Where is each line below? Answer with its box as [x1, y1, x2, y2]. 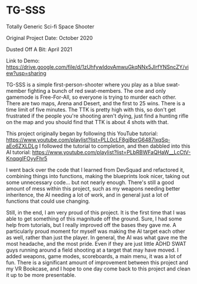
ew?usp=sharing [6, 69, 47, 76]
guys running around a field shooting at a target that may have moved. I [6, 246, 179, 253]
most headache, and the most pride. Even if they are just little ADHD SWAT [6, 240, 186, 247]
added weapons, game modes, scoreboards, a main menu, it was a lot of [6, 252, 182, 259]
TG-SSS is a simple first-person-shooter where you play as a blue [6, 81, 165, 88]
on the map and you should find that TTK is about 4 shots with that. [6, 118, 169, 125]
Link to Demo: [6, 57, 40, 64]
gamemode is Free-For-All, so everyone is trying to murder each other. [6, 93, 177, 101]
